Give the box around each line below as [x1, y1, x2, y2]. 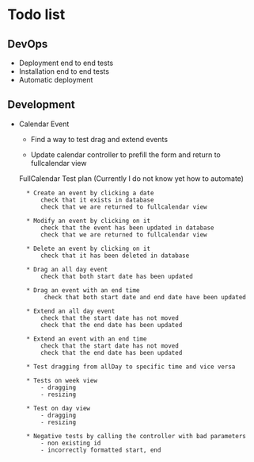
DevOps [7, 37, 48, 51]
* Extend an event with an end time [26, 335, 147, 343]
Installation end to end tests [18, 67, 110, 76]
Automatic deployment [18, 75, 93, 84]
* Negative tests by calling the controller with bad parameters [26, 432, 246, 440]
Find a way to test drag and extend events [30, 134, 168, 144]
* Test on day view [26, 404, 90, 412]
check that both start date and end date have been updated [44, 293, 246, 301]
